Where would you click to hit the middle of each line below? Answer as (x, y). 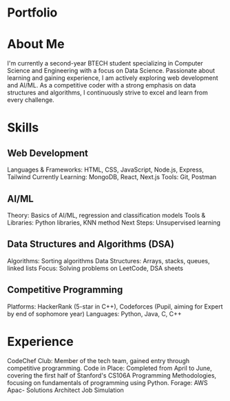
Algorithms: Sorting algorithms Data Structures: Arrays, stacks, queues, (108, 260)
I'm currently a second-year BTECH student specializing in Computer (105, 63)
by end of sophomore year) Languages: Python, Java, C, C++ (95, 313)
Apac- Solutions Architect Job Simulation (65, 390)
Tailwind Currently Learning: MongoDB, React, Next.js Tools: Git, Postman (112, 177)
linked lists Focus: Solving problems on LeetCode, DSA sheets (95, 268)
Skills (23, 128)
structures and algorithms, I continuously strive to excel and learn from (107, 93)
